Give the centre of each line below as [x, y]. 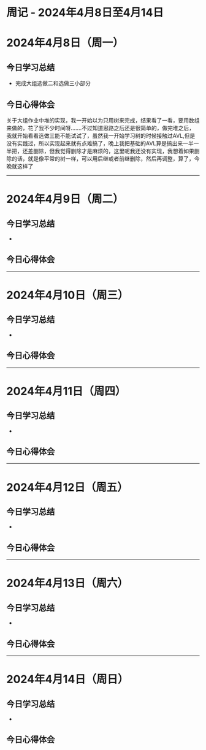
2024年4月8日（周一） [65, 43]
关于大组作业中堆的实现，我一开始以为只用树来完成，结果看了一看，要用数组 [103, 120]
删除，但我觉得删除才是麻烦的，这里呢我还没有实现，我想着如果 [113, 151]
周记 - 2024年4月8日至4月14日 [85, 13]
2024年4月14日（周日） [67, 679]
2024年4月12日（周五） [67, 487]
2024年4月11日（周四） [66, 391]
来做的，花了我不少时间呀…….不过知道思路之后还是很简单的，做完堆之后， [101, 128]
